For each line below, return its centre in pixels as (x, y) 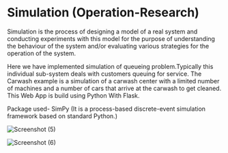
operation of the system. (42, 53)
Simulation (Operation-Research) (103, 13)
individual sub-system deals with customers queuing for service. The (104, 74)
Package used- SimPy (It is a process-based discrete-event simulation (106, 109)
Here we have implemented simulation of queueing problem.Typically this (110, 66)
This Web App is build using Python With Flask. (73, 95)
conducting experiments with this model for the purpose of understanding (111, 38)
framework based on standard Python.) (62, 116)
